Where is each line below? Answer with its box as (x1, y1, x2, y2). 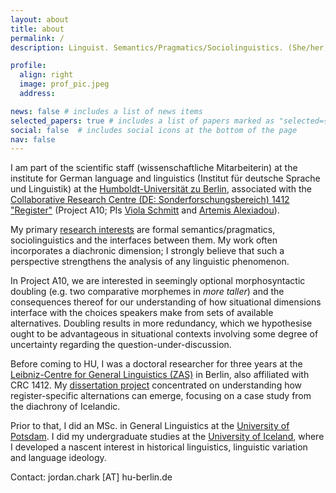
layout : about (10, 14, 70, 25)
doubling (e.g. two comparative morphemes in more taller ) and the (10, 286, 285, 298)
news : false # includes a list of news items (10, 106, 203, 116)
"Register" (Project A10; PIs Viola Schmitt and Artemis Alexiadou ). (10, 204, 280, 216)
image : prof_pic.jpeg (19, 79, 110, 90)
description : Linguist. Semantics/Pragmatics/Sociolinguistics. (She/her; (10, 42, 329, 53)
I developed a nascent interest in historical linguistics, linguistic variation (10, 441, 308, 453)
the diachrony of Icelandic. (10, 401, 121, 413)
